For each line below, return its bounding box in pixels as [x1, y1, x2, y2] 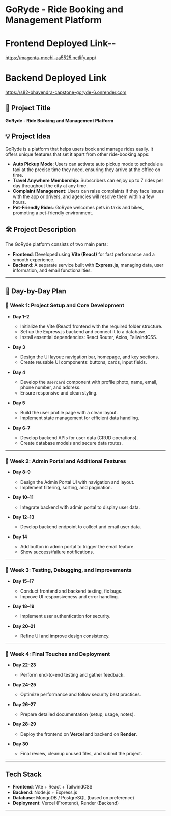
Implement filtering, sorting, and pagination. [20, 485, 112, 491]
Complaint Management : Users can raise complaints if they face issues [12, 188, 164, 194]
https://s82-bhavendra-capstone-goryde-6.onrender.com [5, 89, 127, 95]
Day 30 [12, 741, 29, 747]
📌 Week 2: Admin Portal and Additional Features [5, 458, 126, 465]
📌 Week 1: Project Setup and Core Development [5, 302, 125, 309]
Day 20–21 [12, 623, 36, 629]
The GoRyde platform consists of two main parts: [5, 241, 108, 247]
